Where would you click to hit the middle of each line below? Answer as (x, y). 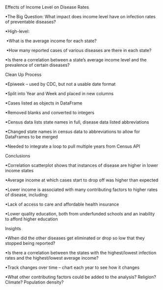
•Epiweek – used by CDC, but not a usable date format (60, 84)
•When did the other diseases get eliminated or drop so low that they (75, 238)
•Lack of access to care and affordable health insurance (62, 204)
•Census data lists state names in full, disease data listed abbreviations (77, 122)
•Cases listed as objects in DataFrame (44, 103)
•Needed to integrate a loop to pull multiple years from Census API (73, 146)
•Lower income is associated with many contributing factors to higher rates (81, 189)
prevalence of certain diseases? (37, 65)
